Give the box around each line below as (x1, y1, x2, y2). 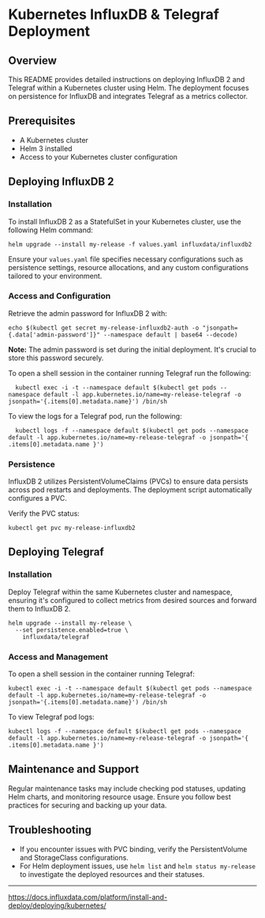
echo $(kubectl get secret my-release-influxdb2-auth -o (8, 324, 200, 332)
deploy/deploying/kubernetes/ (8, 901, 106, 910)
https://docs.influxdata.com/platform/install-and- (8, 892, 168, 901)
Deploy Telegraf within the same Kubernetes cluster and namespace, (8, 587, 233, 596)
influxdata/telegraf (22, 633, 90, 641)
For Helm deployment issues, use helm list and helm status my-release (19, 861, 256, 871)
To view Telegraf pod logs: (8, 713, 95, 722)
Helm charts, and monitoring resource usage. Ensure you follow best (8, 792, 231, 801)
